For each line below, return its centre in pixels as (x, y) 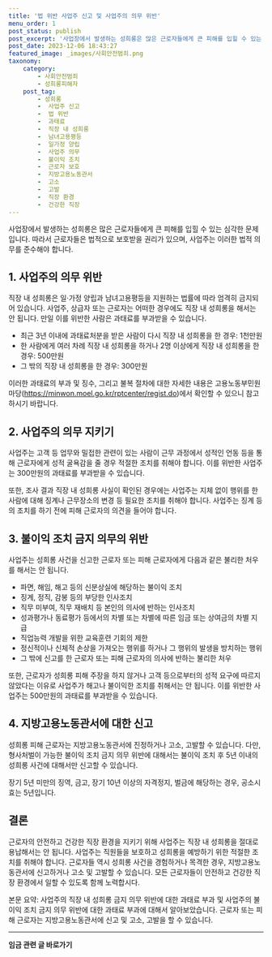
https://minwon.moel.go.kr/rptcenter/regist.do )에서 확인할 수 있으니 (134, 394)
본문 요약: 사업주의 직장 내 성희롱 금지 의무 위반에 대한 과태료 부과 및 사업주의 (130, 899)
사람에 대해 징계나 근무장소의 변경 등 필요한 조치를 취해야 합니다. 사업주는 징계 (132, 501)
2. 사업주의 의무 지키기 (62, 431)
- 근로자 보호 (59, 167)
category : (40, 69)
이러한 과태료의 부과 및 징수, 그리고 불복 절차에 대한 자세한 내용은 (111, 383)
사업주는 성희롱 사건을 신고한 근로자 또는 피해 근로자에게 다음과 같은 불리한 (126, 559)
